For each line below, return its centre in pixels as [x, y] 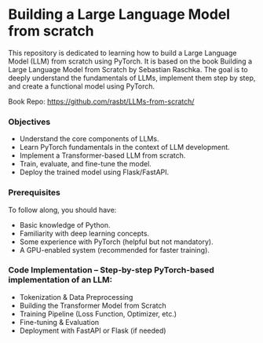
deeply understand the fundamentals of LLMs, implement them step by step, [132, 78]
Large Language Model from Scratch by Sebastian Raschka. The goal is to [128, 69]
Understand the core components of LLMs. [89, 139]
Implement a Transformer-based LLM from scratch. [102, 155]
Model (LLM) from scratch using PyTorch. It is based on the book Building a [130, 61]
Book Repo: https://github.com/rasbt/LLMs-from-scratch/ [101, 101]
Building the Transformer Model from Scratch [93, 305]
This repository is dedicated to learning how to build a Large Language [122, 53]
